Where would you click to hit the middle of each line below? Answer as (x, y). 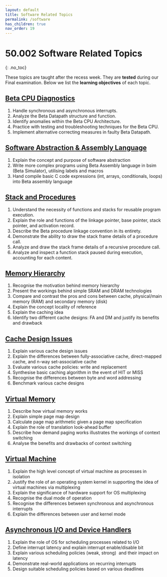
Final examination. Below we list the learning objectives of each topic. (78, 83)
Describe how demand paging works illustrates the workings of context (86, 432)
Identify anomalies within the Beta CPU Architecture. (67, 121)
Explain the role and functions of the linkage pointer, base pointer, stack (87, 220)
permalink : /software (28, 19)
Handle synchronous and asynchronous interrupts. (65, 110)
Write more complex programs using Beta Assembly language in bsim (85, 165)
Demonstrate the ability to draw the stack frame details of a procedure (85, 236)
